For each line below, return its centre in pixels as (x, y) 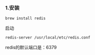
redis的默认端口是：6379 (31, 48)
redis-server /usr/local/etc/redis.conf (48, 38)
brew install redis (25, 18)
